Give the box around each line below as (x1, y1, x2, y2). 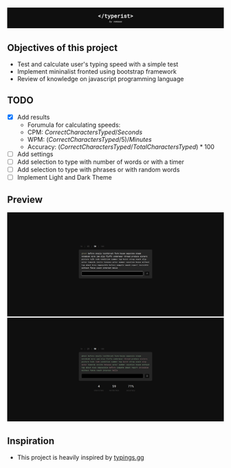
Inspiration (7, 435, 55, 447)
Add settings (16, 149, 54, 158)
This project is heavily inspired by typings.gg (16, 454, 144, 462)
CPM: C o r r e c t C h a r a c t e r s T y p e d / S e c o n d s (27, 128, 143, 136)
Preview (7, 193, 43, 205)
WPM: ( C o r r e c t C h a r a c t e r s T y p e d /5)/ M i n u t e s (27, 135, 153, 143)
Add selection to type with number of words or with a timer (16, 158, 184, 166)
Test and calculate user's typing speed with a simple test (16, 60, 179, 69)
